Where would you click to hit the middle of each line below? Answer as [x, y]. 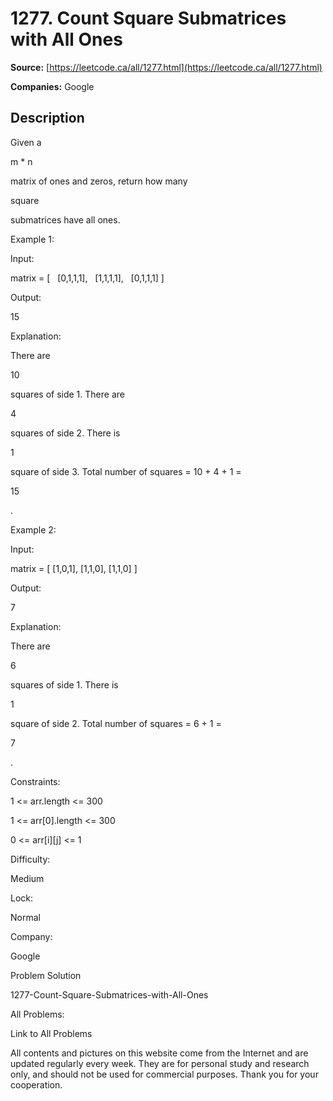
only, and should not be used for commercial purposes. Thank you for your [164, 1074]
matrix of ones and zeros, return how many [99, 181]
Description [47, 118]
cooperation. [36, 1084]
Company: [31, 936]
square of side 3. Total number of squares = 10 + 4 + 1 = [126, 471]
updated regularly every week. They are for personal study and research [160, 1063]
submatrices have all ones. [65, 219]
